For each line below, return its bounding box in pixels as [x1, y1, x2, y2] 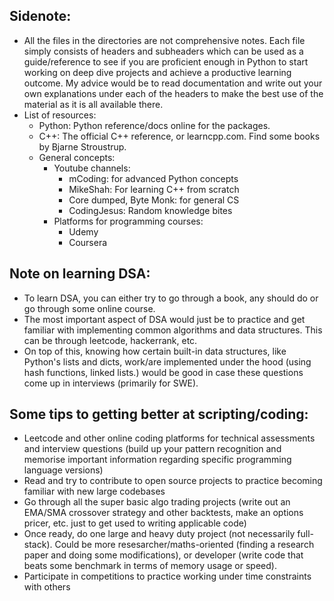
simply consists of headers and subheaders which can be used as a [23, 45, 304, 57]
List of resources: [23, 109, 97, 121]
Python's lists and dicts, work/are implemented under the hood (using [23, 355, 312, 368]
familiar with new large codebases [23, 485, 166, 498]
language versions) [23, 464, 104, 476]
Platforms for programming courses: [53, 215, 204, 227]
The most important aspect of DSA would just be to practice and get [23, 313, 306, 325]
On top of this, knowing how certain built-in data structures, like [23, 345, 287, 357]
